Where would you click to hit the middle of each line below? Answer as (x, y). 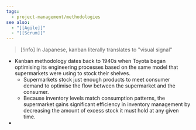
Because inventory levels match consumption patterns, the (94, 98)
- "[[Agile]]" (28, 28)
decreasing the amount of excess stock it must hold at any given (101, 111)
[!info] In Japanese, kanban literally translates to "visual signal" (96, 50)
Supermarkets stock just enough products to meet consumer (97, 80)
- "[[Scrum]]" (28, 33)
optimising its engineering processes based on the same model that (96, 67)
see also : (18, 22)
